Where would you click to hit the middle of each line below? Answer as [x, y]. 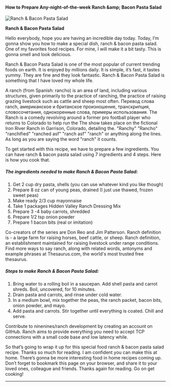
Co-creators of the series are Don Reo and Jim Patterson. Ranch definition [83, 233]
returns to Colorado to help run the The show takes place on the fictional [81, 123]
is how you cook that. [28, 160]
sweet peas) [26, 195]
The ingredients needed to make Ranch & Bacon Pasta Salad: [72, 171]
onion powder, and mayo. [39, 305]
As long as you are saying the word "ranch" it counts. [61, 139]
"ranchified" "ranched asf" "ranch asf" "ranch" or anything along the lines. [83, 134]
